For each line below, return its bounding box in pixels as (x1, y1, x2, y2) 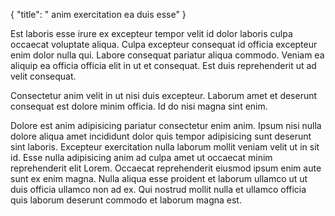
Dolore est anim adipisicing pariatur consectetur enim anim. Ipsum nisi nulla (10, 120, 322, 131)
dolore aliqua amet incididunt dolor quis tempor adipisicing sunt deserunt (10, 130, 312, 142)
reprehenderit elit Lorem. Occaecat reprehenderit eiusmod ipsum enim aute (10, 162, 322, 174)
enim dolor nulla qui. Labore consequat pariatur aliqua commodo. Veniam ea (10, 49, 325, 61)
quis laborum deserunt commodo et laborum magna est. (10, 194, 242, 206)
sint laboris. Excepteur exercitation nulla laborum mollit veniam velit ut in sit (10, 141, 320, 153)
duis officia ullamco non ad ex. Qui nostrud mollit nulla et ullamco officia (10, 184, 307, 195)
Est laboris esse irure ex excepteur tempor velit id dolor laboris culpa (10, 28, 293, 39)
